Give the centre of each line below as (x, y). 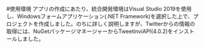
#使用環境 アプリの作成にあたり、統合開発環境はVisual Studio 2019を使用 (99, 9)
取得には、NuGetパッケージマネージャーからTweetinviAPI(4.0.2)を (90, 31)
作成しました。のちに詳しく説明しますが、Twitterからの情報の (117, 24)
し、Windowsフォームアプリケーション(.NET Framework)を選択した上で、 (100, 16)
